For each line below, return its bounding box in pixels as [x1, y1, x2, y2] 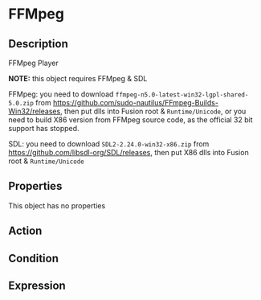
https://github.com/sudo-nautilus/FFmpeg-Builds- [52, 98, 219, 107]
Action [8, 224, 43, 238]
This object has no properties [8, 200, 106, 210]
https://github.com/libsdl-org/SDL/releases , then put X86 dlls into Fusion [8, 148, 249, 157]
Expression [8, 278, 66, 292]
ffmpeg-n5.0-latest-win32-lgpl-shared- [115, 91, 249, 99]
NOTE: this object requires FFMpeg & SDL [8, 74, 148, 83]
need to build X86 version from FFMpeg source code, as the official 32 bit [8, 115, 253, 125]
